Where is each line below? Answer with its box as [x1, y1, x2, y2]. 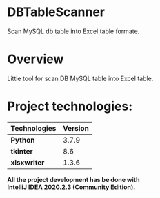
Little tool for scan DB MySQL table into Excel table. [7, 74, 154, 82]
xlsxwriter [10, 157, 45, 167]
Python [10, 135, 35, 145]
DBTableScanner [7, 4, 106, 20]
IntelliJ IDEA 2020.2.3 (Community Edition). [7, 183, 136, 191]
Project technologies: [7, 98, 133, 114]
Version [63, 123, 90, 133]
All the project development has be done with [7, 175, 140, 183]
